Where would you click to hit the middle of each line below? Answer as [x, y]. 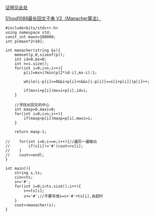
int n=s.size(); [32, 64]
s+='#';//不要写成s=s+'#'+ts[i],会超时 [63, 196]
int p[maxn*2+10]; [25, 41]
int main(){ [18, 168]
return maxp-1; [31, 132]
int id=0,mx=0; [31, 59]
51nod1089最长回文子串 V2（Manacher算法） [53, 18]
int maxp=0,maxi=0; [35, 109]
